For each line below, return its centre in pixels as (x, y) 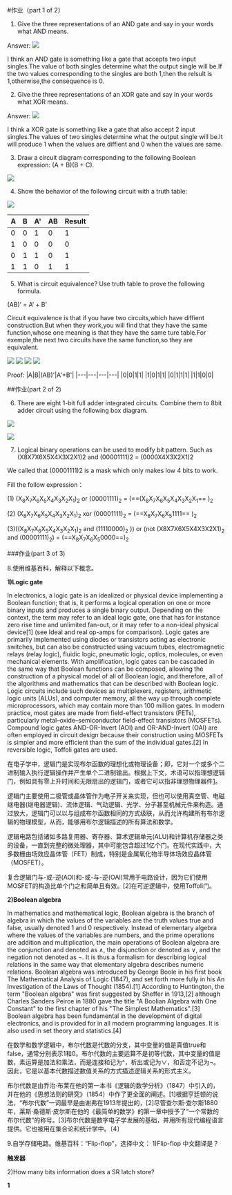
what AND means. (43, 31)
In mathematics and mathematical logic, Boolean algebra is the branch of (111, 913)
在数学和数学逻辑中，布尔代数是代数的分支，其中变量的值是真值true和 (107, 1045)
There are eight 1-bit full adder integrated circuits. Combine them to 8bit (119, 403)
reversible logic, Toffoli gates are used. (62, 750)
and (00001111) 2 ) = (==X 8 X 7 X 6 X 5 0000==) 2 (68, 538)
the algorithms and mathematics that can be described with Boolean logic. (113, 684)
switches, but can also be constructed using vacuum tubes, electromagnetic (116, 647)
